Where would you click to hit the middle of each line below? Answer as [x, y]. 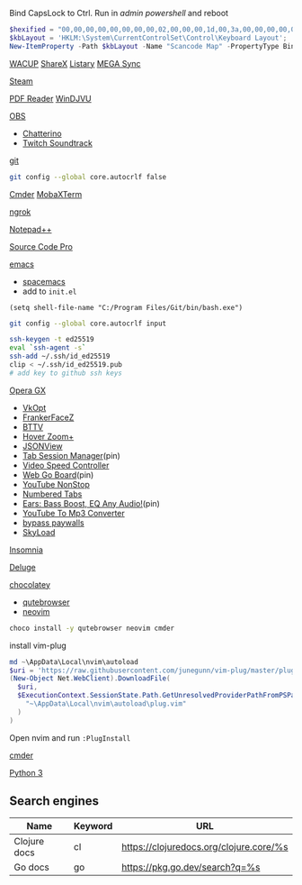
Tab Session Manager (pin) [71, 455]
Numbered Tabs [52, 494]
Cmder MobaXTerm [46, 194]
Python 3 [26, 772]
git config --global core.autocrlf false [88, 177]
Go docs [31, 867]
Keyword [93, 826]
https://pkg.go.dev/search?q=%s [191, 867]
